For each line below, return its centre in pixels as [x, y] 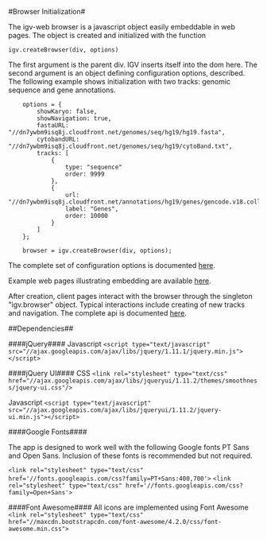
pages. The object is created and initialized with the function [107, 35]
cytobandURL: [58, 139]
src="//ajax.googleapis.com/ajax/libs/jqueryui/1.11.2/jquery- [115, 410]
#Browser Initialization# [47, 12]
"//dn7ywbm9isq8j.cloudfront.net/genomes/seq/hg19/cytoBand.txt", [120, 146]
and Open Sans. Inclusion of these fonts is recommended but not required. [130, 456]
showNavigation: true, [74, 118]
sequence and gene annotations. [62, 90]
